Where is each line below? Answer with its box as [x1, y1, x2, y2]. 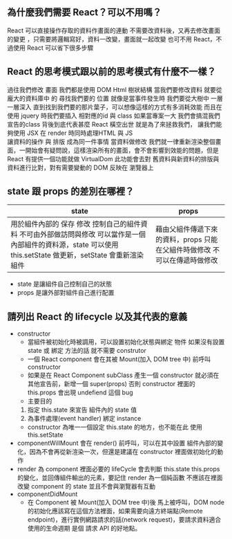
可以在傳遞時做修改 [155, 255, 218, 265]
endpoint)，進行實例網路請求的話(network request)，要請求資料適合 [27, 515, 222, 524]
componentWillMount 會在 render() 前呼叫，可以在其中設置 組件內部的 [17, 439, 217, 448]
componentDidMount [17, 490, 78, 498]
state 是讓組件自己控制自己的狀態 [17, 280, 113, 289]
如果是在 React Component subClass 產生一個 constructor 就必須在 [27, 371, 220, 379]
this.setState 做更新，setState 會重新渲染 [10, 250, 144, 260]
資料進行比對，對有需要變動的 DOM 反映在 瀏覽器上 [7, 163, 154, 172]
